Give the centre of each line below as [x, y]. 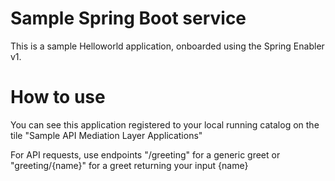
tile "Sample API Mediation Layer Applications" [106, 135]
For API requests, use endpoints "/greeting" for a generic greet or [145, 154]
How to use [58, 97]
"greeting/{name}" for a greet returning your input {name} [129, 165]
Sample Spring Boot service [128, 18]
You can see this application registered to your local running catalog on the [165, 124]
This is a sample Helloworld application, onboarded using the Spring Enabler [167, 46]
